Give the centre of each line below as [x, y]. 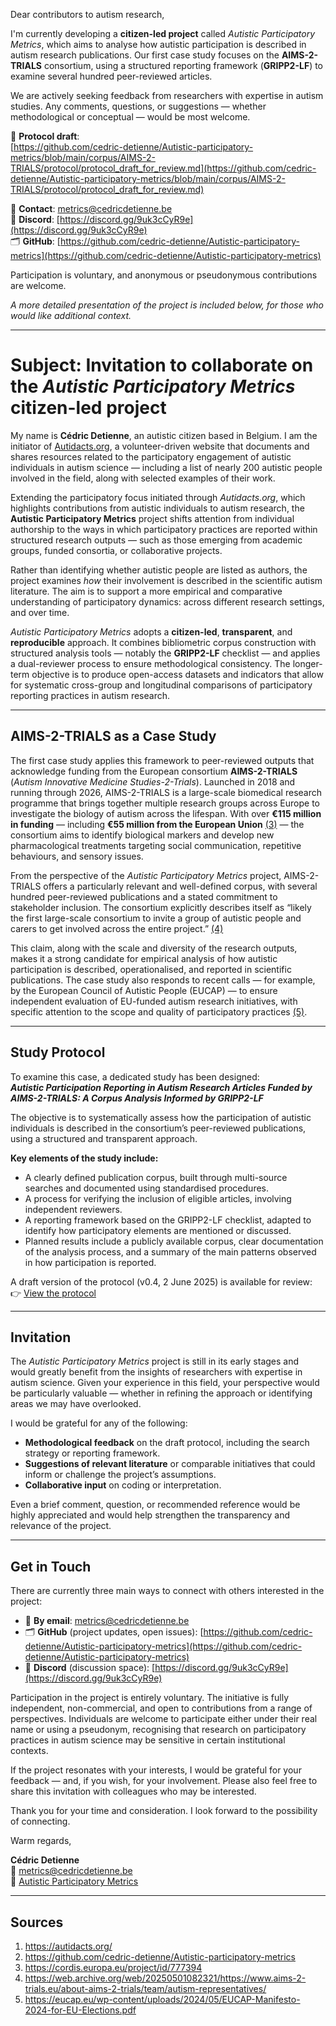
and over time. [40, 612]
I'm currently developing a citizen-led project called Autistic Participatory [163, 33]
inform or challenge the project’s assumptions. [120, 1475]
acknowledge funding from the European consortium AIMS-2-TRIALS [154, 771]
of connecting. [40, 1821]
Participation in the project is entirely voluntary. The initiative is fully [150, 1698]
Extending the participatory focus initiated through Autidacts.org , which [158, 497]
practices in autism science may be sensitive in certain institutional [148, 1740]
